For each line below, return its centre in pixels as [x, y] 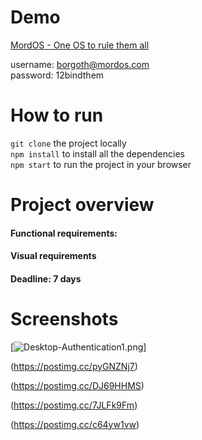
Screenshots [64, 319]
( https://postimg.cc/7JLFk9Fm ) [74, 405]
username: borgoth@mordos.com [80, 64]
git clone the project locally [68, 143]
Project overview [82, 205]
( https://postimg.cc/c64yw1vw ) [75, 424]
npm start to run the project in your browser [101, 164]
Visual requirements [53, 256]
